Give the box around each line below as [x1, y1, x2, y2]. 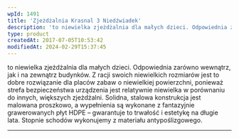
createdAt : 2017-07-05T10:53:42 [7, 37, 103, 44]
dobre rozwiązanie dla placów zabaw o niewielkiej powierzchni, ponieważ [7, 78, 224, 86]
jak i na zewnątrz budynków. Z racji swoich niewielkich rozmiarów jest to [7, 70, 220, 79]
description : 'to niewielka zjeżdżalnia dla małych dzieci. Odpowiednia [7, 23, 228, 31]
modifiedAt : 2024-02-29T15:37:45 [7, 43, 107, 51]
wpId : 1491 [7, 10, 40, 18]
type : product [7, 30, 50, 38]
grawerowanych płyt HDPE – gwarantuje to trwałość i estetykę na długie [7, 108, 218, 117]
